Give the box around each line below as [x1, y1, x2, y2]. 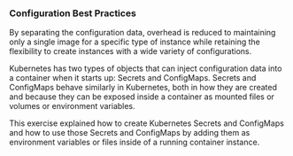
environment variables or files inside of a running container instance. [9, 136, 260, 148]
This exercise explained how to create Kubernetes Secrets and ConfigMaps [9, 118, 285, 129]
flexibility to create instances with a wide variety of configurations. [9, 46, 252, 57]
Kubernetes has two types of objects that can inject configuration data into [9, 63, 282, 74]
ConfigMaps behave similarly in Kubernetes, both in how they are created [9, 82, 277, 93]
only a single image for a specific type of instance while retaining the [9, 36, 261, 47]
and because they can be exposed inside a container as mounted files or [9, 91, 274, 102]
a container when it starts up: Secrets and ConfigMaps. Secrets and [9, 73, 257, 83]
